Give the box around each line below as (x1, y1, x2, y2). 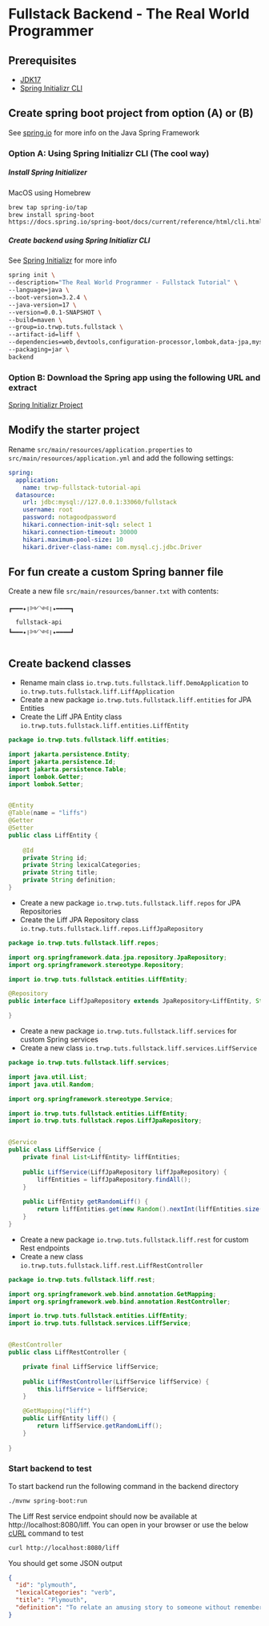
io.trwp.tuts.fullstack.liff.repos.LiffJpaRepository (19, 925, 203, 933)
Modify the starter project (8, 424, 140, 437)
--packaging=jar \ (8, 346, 70, 354)
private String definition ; (22, 876, 116, 885)
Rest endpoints (19, 1243, 70, 1253)
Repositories (19, 906, 62, 916)
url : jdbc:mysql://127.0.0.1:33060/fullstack (22, 498, 178, 507)
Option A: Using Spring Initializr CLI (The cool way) (8, 147, 210, 159)
